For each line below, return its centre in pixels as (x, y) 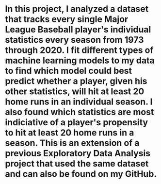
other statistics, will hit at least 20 (75, 92)
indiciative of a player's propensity (77, 123)
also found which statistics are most (80, 112)
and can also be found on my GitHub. (81, 174)
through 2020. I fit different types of (79, 50)
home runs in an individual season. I (79, 102)
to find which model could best (69, 71)
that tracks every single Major (67, 19)
